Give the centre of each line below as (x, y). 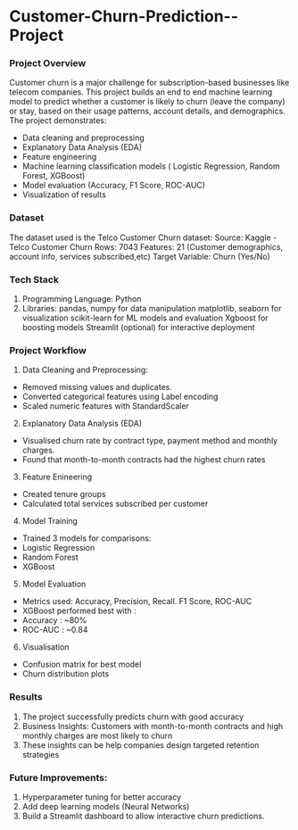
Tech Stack (34, 279)
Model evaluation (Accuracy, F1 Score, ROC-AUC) (114, 186)
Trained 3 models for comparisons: (87, 538)
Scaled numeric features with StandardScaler (106, 406)
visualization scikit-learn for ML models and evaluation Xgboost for (145, 318)
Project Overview (48, 63)
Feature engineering (59, 157)
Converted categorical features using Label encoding (120, 397)
